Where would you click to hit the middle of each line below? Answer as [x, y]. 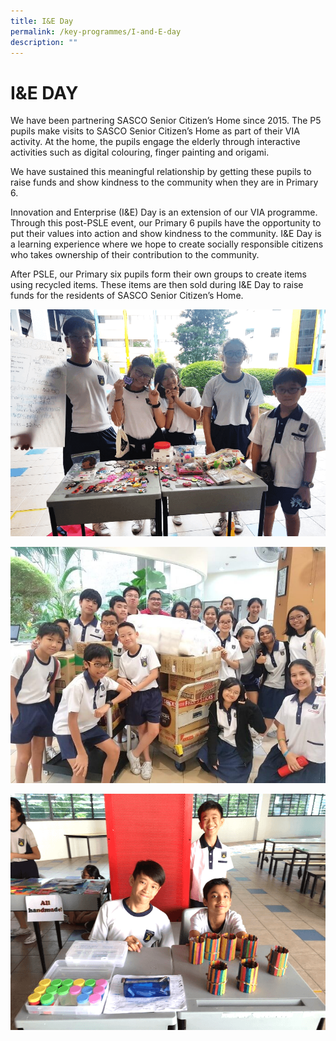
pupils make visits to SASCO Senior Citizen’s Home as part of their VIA [155, 131]
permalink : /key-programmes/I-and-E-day [96, 31]
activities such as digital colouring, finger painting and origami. [140, 152]
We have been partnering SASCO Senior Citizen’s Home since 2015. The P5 [166, 121]
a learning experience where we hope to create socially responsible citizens [167, 244]
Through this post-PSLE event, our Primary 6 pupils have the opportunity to [166, 223]
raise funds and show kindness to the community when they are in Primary [164, 182]
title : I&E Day [42, 21]
